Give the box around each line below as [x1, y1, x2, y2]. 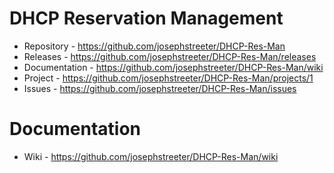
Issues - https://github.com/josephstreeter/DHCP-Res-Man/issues [23, 82, 297, 94]
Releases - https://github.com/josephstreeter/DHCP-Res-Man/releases [23, 50, 317, 62]
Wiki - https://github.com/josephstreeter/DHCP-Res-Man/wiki [23, 150, 279, 162]
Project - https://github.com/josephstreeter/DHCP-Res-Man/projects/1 [23, 72, 314, 84]
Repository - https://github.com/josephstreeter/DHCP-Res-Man [23, 40, 286, 52]
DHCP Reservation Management [9, 7, 284, 30]
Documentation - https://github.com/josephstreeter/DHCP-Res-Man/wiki [23, 61, 324, 73]
